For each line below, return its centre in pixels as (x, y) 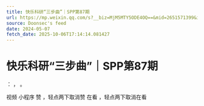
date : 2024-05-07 (28, 29)
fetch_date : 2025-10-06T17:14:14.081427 (58, 35)
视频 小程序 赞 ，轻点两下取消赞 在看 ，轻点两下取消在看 (76, 97)
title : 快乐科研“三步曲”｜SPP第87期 (48, 12)
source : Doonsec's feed (36, 23)
